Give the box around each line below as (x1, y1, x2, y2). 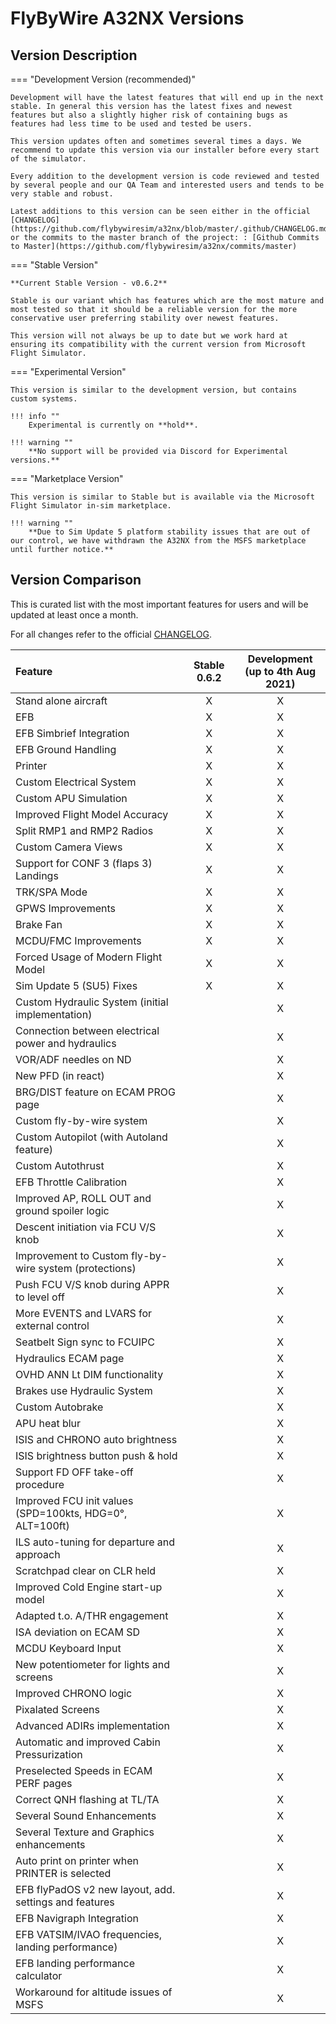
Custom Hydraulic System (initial (15, 995, 169, 1009)
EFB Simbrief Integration (15, 726, 130, 740)
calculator (15, 1968, 63, 1982)
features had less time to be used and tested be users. (10, 119, 253, 129)
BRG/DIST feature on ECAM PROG (15, 1085, 176, 1099)
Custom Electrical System (15, 775, 137, 789)
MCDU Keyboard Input (15, 1641, 122, 1655)
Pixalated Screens (15, 1702, 100, 1716)
